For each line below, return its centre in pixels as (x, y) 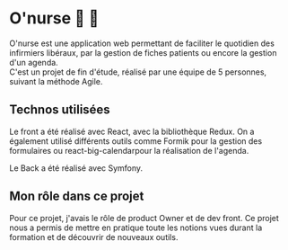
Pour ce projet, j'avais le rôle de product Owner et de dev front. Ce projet (144, 218)
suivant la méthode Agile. (56, 81)
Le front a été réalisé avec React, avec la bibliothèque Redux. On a (132, 131)
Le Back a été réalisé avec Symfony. (76, 168)
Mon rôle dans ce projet (77, 196)
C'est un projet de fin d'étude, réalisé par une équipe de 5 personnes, (138, 72)
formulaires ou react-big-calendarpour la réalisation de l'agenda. (129, 150)
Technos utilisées (60, 110)
